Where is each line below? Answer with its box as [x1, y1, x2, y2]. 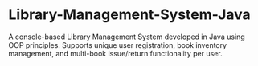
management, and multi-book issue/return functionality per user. [8, 49, 223, 58]
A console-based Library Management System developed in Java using [8, 32, 245, 41]
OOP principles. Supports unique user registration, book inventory [8, 40, 227, 49]
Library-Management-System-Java [8, 6, 251, 24]
